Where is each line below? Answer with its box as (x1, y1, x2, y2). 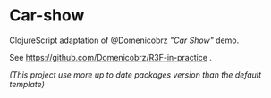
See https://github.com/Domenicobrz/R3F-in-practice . (9, 52, 213, 62)
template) (9, 78, 45, 89)
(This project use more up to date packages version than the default (9, 69, 262, 80)
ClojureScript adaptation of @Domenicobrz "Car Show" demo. (9, 35, 240, 45)
